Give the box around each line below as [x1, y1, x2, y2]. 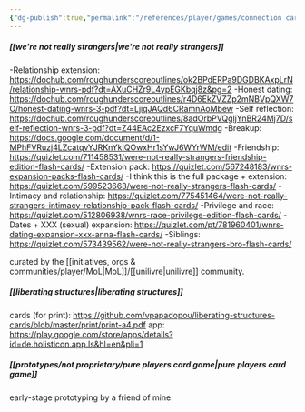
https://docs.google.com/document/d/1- [9, 132, 161, 143]
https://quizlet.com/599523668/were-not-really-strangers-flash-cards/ [9, 180, 277, 191]
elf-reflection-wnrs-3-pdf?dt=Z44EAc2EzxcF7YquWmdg [9, 122, 222, 133]
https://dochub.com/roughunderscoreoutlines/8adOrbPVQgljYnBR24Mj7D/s [9, 113, 293, 124]
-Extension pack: [85, 161, 151, 172]
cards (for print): [9, 309, 71, 320]
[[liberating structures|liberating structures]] [9, 286, 183, 297]
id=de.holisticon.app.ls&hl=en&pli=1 [9, 338, 143, 349]
